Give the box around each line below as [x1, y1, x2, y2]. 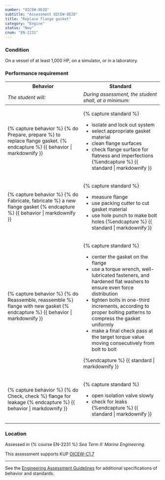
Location [5, 430, 27, 437]
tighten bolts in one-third [91, 296, 150, 303]
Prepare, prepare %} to [7, 131, 61, 138]
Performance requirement [5, 70, 69, 77]
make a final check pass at [91, 327, 153, 334]
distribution [91, 290, 118, 297]
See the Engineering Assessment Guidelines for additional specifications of [5, 465, 158, 471]
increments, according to [91, 302, 150, 309]
